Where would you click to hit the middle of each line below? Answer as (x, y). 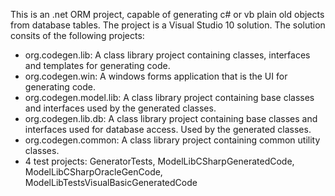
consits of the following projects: (77, 35)
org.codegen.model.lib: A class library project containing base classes (169, 97)
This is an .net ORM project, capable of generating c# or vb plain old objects (167, 14)
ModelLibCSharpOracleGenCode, (93, 172)
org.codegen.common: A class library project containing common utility (172, 140)
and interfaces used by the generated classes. (120, 108)
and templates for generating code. (97, 65)
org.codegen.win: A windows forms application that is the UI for (156, 76)
